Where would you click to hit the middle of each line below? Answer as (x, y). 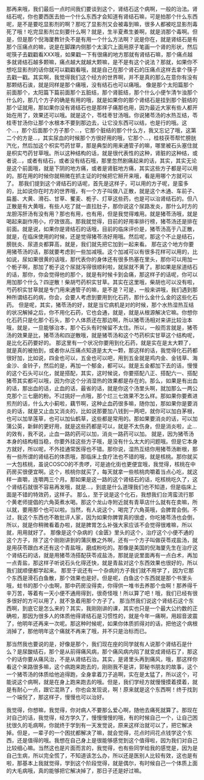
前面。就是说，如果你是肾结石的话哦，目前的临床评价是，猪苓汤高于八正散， (102, 229)
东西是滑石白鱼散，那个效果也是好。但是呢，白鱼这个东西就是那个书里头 (102, 578)
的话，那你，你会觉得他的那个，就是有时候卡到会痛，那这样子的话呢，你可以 (102, 274)
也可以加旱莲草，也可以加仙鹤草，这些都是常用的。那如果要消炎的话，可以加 (102, 419)
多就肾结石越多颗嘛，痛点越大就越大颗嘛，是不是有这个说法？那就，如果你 (99, 62)
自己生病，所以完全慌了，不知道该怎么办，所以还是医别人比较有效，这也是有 (102, 755)
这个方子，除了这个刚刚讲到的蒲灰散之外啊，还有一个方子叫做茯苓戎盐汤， (99, 540)
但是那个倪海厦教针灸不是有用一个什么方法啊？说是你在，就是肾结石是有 (107, 39)
